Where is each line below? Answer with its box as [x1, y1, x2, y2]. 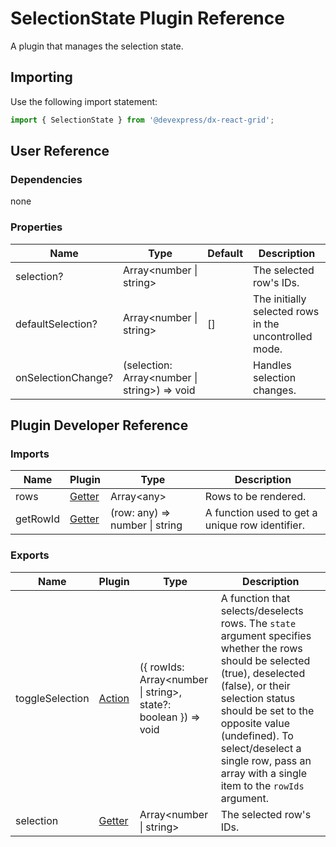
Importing [10, 69, 73, 86]
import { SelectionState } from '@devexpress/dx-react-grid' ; [10, 115, 275, 125]
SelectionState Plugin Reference [10, 7, 285, 30]
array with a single [220, 766, 307, 780]
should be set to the [220, 703, 315, 717]
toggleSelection [15, 691, 90, 705]
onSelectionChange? [15, 370, 114, 384]
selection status [220, 691, 296, 705]
